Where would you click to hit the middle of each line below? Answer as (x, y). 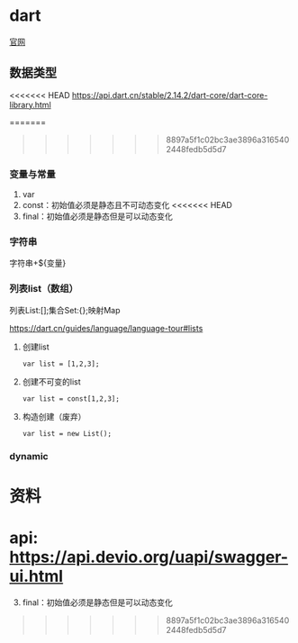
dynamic (29, 456)
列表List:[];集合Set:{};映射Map (65, 310)
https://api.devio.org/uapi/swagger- (149, 557)
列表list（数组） (44, 289)
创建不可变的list (51, 381)
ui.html (36, 576)
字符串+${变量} (38, 263)
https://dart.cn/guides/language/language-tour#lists (106, 328)
